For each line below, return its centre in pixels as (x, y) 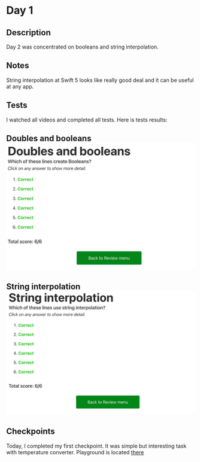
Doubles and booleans (49, 139)
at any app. (20, 86)
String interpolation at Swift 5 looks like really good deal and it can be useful (100, 80)
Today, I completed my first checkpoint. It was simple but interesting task (96, 446)
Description (28, 33)
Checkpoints (31, 431)
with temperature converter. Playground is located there (75, 452)
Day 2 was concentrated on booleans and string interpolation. (82, 47)
